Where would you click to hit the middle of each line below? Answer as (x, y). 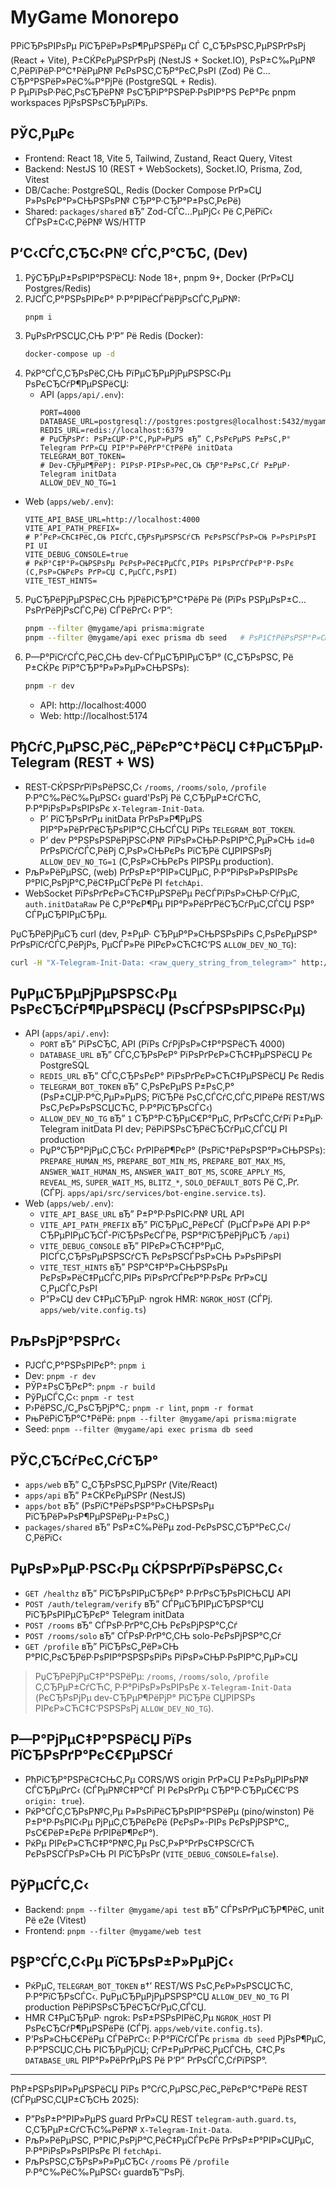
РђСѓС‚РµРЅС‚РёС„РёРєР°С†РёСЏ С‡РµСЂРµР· (167, 747)
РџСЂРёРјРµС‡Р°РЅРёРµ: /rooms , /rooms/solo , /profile (151, 1676)
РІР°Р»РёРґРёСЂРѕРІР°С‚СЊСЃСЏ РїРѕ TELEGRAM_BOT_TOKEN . (167, 829)
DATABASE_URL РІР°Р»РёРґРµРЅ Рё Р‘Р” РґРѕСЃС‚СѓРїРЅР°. (146, 2060)
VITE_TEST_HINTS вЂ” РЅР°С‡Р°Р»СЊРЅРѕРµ (133, 1267)
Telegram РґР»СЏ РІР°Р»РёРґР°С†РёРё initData (136, 448)
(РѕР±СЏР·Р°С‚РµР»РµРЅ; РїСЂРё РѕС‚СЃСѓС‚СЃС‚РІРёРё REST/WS (182, 1097)
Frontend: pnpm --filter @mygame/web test (113, 1930)
